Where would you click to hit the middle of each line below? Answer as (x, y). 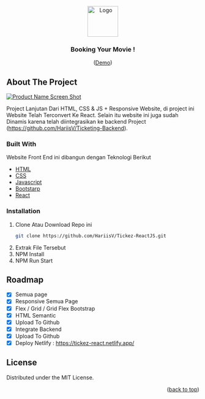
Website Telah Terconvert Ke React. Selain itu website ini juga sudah (92, 115)
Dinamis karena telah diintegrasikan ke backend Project (76, 122)
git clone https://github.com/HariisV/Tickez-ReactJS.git (91, 236)
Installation (24, 211)
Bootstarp (28, 189)
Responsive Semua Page (47, 302)
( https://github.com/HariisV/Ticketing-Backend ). (67, 128)
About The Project (42, 82)
